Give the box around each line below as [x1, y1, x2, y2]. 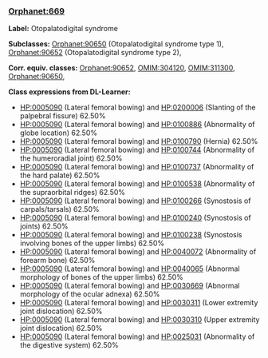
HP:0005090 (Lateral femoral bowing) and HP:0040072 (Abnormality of [19, 247, 257, 257]
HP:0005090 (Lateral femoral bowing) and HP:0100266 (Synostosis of [19, 196, 251, 205]
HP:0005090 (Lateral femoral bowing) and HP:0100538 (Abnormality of [19, 179, 255, 189]
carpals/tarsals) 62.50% [19, 205, 100, 214]
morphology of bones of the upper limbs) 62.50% [19, 272, 183, 282]
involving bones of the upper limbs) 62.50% [19, 238, 165, 249]
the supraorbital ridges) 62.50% [19, 188, 126, 197]
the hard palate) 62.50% [19, 170, 100, 181]
